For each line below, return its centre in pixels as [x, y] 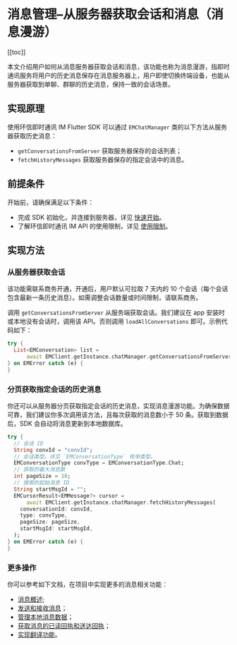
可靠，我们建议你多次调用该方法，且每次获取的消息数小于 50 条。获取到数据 [118, 414]
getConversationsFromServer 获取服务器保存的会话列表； [99, 150]
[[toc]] [17, 52]
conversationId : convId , [56, 509]
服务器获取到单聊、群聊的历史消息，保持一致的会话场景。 [91, 84]
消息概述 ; [31, 599]
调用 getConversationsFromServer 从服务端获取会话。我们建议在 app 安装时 [116, 313]
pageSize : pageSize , [50, 522]
